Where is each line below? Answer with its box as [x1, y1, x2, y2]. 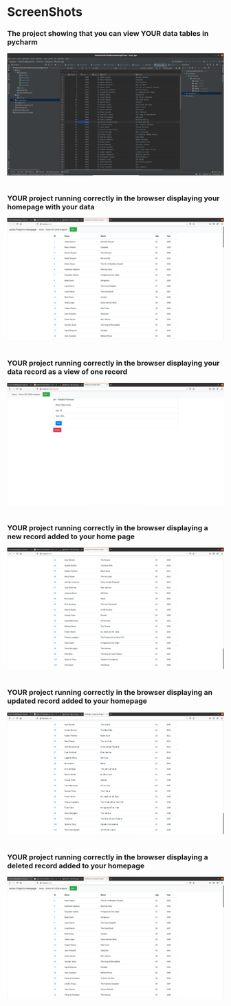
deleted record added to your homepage [7, 861, 145, 870]
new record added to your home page [7, 532, 135, 541]
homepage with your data [7, 202, 95, 211]
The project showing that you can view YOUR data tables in [7, 29, 209, 39]
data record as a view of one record [7, 366, 128, 376]
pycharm [7, 37, 38, 47]
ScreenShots [7, 4, 82, 20]
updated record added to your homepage [7, 696, 148, 706]
